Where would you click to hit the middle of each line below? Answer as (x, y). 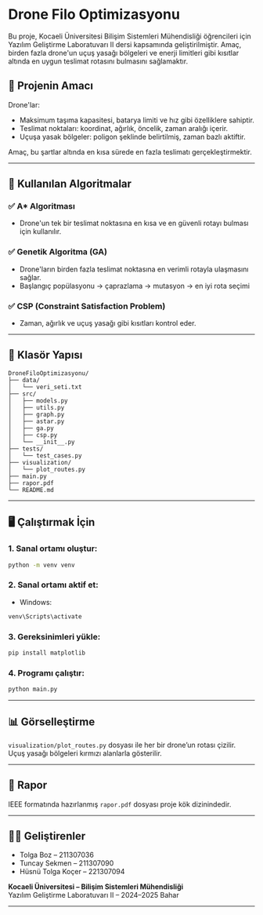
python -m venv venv (42, 565)
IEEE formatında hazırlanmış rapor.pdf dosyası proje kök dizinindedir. (120, 804)
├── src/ (22, 394)
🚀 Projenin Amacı (51, 86)
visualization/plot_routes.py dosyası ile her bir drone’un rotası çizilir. (122, 745)
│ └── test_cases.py (45, 456)
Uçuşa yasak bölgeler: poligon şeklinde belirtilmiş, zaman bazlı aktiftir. (132, 137)
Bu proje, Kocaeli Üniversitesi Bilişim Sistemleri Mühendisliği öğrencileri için (130, 36)
